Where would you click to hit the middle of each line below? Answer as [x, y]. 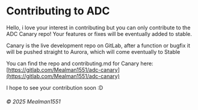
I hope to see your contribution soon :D [55, 87]
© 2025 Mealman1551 [34, 101]
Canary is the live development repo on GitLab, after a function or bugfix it [98, 45]
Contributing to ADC [58, 11]
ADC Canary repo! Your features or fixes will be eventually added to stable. [99, 33]
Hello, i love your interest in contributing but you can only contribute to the [98, 27]
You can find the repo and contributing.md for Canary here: [80, 63]
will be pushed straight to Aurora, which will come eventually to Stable [93, 51]
